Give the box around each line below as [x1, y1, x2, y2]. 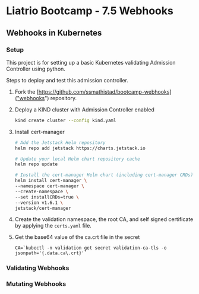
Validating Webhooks [6, 264, 70, 272]
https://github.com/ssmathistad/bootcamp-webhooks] [38, 88, 172, 95]
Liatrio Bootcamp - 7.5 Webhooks [6, 4, 173, 18]
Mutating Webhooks [6, 280, 67, 288]
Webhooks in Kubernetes [6, 28, 102, 38]
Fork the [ [14, 88, 39, 95]
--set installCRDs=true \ [14, 194, 79, 200]
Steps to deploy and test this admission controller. [6, 76, 129, 84]
